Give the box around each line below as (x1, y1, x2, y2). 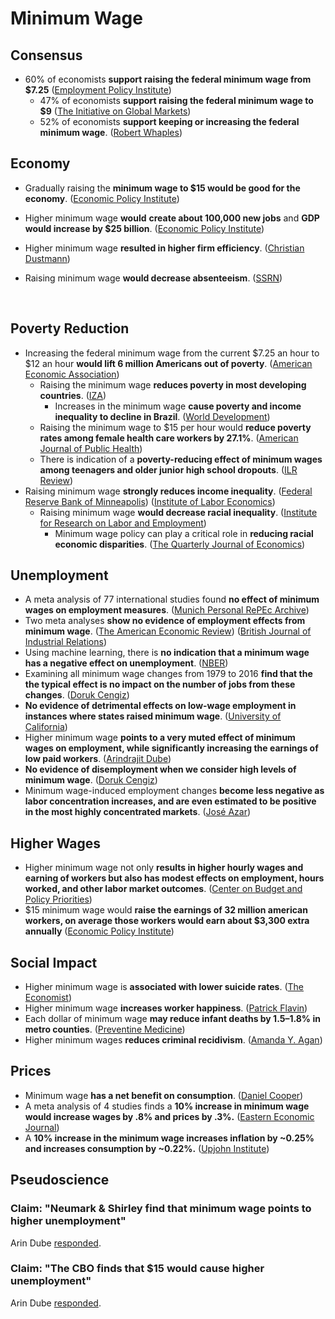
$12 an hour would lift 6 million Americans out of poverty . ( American (24, 357, 313, 369)
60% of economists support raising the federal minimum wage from (24, 73, 312, 85)
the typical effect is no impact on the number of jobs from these (24, 678, 296, 691)
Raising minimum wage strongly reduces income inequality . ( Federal (24, 485, 313, 497)
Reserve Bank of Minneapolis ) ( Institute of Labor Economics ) (24, 495, 276, 507)
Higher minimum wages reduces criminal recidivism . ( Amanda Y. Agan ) (24, 1034, 323, 1046)
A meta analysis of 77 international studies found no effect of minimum (24, 593, 320, 606)
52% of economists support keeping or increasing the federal (39, 116, 300, 127)
